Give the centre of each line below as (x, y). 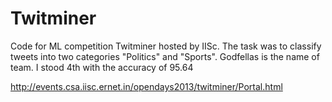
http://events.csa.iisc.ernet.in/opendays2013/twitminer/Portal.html (146, 86)
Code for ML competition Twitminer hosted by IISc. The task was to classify (166, 46)
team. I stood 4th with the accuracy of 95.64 (102, 67)
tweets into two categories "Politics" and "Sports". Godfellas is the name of (165, 56)
